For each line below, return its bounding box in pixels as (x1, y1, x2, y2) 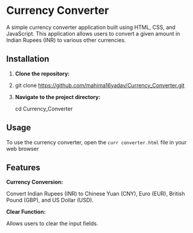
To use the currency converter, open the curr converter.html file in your (6, 138, 187, 145)
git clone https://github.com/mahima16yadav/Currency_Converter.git (14, 81, 185, 89)
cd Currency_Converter (14, 105, 73, 112)
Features (6, 162, 40, 173)
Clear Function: (6, 208, 46, 215)
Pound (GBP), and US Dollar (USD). (6, 197, 94, 204)
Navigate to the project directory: (14, 93, 101, 100)
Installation (6, 54, 49, 64)
